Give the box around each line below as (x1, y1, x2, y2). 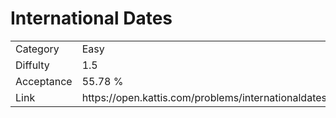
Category (15, 42, 60, 56)
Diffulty (15, 58, 50, 72)
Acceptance (15, 74, 73, 88)
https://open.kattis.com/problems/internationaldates (81, 90, 327, 104)
